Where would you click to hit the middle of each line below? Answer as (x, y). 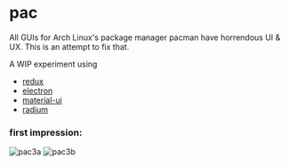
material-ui (42, 99)
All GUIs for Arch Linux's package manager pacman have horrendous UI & (145, 37)
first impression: (46, 132)
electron (37, 91)
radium (35, 109)
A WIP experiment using (53, 64)
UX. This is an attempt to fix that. (69, 46)
